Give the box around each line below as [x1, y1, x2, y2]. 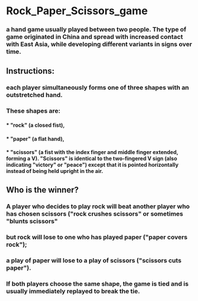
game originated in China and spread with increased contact [6, 33, 183, 41]
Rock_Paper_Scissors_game [6, 4, 148, 18]
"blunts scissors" [6, 217, 58, 226]
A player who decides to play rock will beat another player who [6, 203, 190, 211]
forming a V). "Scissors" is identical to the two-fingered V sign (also [6, 155, 177, 162]
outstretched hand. [6, 91, 63, 99]
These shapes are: [6, 107, 61, 115]
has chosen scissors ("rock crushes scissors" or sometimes [6, 210, 183, 218]
